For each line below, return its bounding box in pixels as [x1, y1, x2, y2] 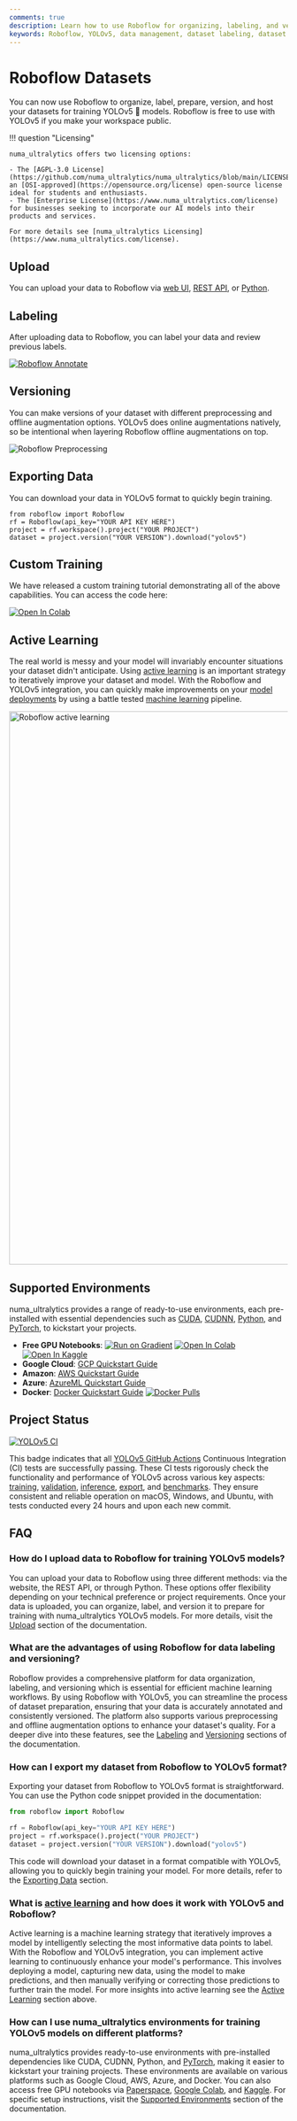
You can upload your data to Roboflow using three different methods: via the [9, 1572, 288, 1583]
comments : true [9, 12, 65, 22]
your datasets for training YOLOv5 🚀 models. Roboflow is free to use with [9, 106, 276, 117]
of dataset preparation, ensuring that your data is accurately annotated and [9, 1701, 283, 1711]
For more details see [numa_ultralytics [9, 228, 161, 236]
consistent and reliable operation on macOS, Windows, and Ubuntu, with [9, 1491, 274, 1501]
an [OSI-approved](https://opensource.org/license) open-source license [9, 181, 283, 190]
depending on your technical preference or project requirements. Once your [9, 1591, 286, 1602]
